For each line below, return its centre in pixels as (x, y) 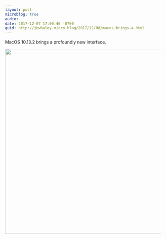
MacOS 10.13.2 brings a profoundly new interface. (56, 42)
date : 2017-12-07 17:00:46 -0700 (40, 23)
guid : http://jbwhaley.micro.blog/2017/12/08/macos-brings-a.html (75, 28)
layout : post (19, 10)
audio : (12, 19)
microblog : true (22, 14)
